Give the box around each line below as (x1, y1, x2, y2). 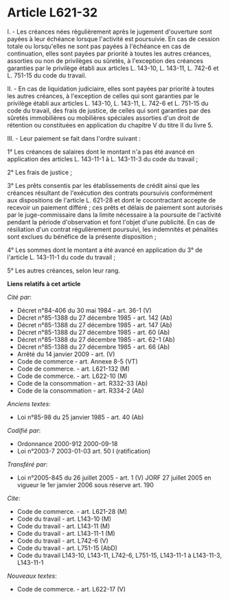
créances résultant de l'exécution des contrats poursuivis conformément (7, 189, 213, 197)
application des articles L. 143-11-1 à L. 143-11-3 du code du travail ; (7, 154, 198, 163)
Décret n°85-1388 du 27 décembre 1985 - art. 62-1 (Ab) (16, 335, 175, 344)
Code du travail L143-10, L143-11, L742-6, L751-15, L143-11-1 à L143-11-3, (16, 551, 222, 559)
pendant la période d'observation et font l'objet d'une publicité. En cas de (7, 218, 216, 226)
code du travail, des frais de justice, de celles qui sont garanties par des (7, 106, 211, 115)
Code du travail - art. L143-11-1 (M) (16, 529, 115, 537)
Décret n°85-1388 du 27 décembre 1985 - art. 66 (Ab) (16, 342, 170, 351)
